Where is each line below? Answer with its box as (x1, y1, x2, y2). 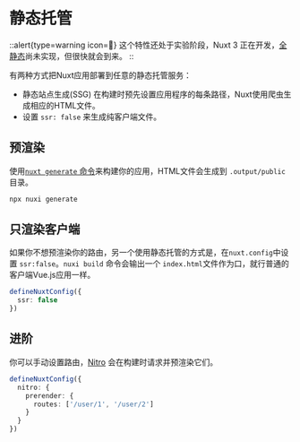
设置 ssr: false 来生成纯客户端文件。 (21, 111, 162, 122)
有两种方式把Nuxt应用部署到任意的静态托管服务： (9, 69, 193, 81)
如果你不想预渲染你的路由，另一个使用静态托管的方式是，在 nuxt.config (9, 247, 273, 258)
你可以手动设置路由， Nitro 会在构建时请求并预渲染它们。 (9, 356, 218, 368)
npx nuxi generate (9, 195, 78, 204)
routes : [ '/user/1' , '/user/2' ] (32, 400, 154, 409)
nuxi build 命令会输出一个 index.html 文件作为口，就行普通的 (63, 258, 289, 269)
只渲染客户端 (9, 221, 81, 238)
